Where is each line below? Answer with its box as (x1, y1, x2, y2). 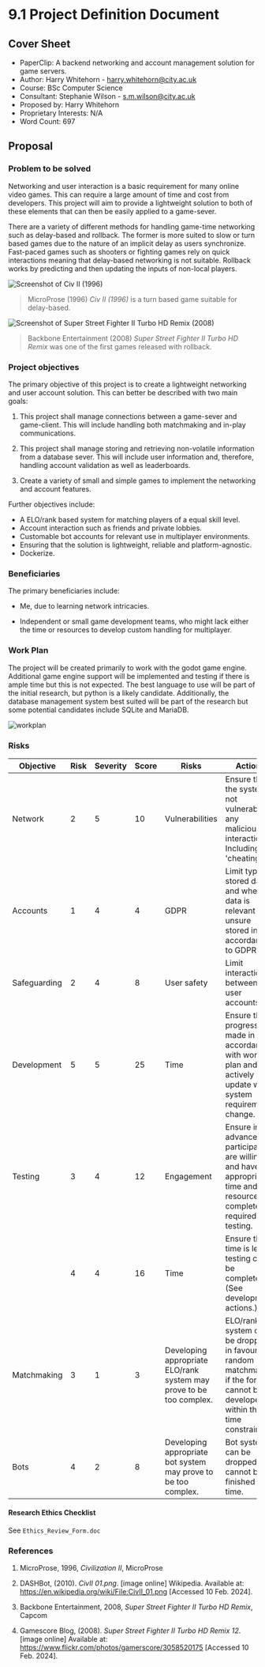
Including (225, 843, 260, 854)
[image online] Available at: (19, 1635, 108, 1644)
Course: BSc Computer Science (19, 83, 124, 92)
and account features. (19, 484, 92, 493)
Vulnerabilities (164, 813, 218, 824)
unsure (225, 915, 252, 926)
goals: (8, 396, 28, 405)
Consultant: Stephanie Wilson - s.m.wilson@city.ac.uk (19, 92, 196, 100)
